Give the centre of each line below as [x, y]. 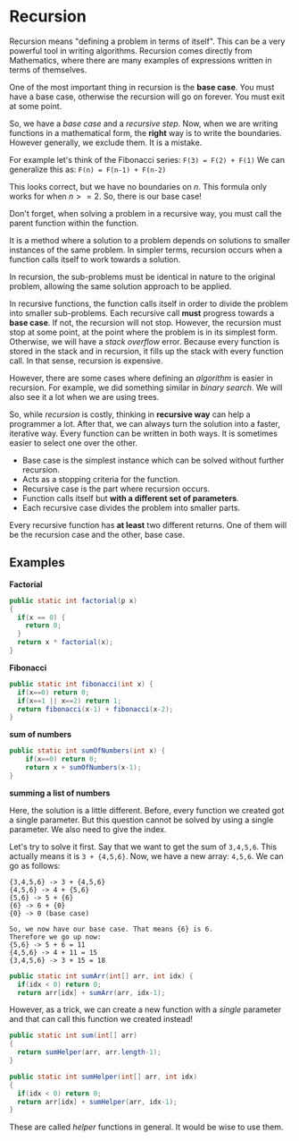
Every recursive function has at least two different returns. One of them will [148, 524]
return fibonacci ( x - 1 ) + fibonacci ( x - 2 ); [96, 709]
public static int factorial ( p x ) [74, 600]
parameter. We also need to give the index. [88, 829]
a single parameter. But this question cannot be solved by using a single [141, 820]
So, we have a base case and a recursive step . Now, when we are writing [144, 123]
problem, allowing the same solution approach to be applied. [120, 286]
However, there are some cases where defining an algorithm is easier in [141, 378]
